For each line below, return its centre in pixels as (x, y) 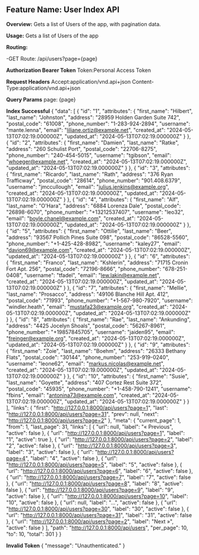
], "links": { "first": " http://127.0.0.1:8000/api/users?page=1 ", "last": (87, 408)
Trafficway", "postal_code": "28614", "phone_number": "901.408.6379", (94, 180)
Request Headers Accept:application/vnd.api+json (68, 81)
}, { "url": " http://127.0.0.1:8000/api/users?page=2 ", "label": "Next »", (90, 521)
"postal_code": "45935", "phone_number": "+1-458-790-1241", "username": (99, 389)
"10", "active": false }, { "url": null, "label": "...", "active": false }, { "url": (92, 502)
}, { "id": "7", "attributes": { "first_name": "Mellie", (127, 288)
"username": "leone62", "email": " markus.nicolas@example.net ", (85, 363)
